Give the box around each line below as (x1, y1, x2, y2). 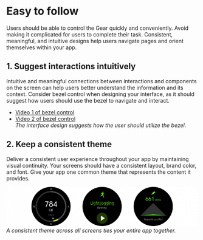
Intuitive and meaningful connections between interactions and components (6, 77, 197, 84)
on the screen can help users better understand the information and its (6, 84, 184, 91)
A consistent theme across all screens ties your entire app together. (6, 227, 176, 234)
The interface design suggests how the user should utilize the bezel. (15, 122, 187, 129)
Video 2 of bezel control (15, 115, 76, 122)
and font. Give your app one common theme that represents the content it (6, 168, 191, 176)
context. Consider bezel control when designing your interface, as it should (6, 90, 194, 98)
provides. (6, 174, 30, 182)
